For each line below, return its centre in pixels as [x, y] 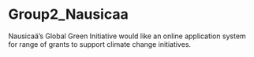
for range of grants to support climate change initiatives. [100, 44]
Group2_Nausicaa [68, 14]
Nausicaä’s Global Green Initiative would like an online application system [127, 36]
